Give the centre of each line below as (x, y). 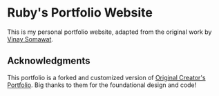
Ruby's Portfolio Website (80, 13)
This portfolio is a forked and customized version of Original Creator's (106, 77)
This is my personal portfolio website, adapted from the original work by (109, 32)
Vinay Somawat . (30, 39)
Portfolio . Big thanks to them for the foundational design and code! (102, 85)
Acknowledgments (49, 61)
